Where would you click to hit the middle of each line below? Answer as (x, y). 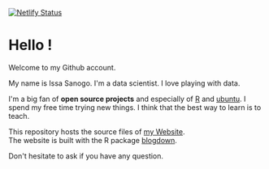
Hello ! (30, 45)
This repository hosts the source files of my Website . (97, 131)
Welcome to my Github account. (62, 67)
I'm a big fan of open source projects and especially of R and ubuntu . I (127, 99)
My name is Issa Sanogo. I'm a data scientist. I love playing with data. (124, 83)
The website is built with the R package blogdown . (93, 140)
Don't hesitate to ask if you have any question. (86, 156)
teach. (19, 116)
